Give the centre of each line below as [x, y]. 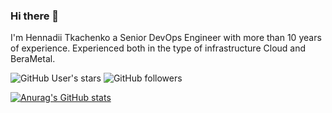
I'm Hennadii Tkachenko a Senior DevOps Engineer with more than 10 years [166, 38]
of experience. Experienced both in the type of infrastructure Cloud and [158, 48]
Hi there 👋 [35, 16]
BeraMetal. [33, 59]
